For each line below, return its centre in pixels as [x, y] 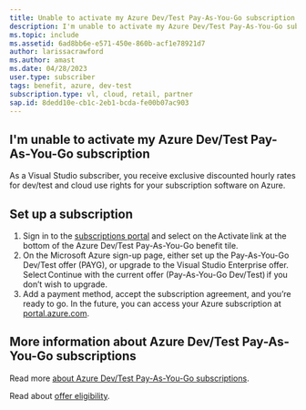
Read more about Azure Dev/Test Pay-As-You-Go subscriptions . [129, 378]
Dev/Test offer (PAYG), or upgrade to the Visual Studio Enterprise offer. [155, 265]
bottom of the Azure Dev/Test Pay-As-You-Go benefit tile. [130, 246]
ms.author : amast [42, 60]
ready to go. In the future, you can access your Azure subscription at [152, 303]
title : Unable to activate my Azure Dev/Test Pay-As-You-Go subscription [153, 18]
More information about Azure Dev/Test [124, 342]
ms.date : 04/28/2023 [49, 69]
